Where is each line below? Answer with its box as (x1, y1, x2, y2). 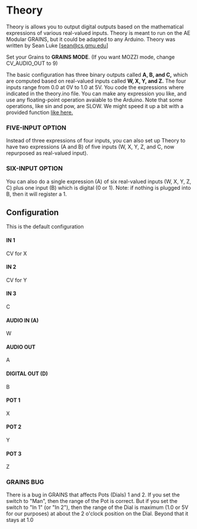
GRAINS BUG (6, 478, 44, 486)
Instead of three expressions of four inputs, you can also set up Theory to (6, 137, 186, 144)
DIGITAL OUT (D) (6, 370, 49, 377)
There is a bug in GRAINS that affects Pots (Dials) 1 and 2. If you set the (6, 491, 180, 498)
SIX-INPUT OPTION (6, 164, 63, 173)
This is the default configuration (6, 223, 84, 231)
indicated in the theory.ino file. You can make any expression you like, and (6, 90, 187, 97)
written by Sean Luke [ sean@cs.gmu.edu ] (6, 42, 108, 49)
